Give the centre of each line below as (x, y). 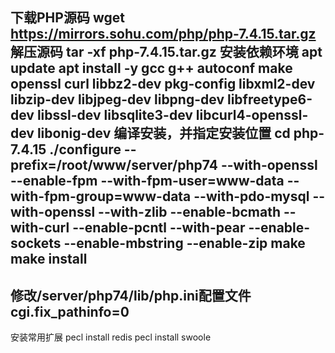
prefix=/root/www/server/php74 (114, 165)
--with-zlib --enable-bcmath (189, 212)
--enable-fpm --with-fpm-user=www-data (147, 181)
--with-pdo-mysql (251, 196)
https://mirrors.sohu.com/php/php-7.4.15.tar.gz (163, 34)
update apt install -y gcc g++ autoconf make (151, 68)
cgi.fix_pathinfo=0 (70, 311)
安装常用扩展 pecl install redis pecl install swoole (111, 337)
